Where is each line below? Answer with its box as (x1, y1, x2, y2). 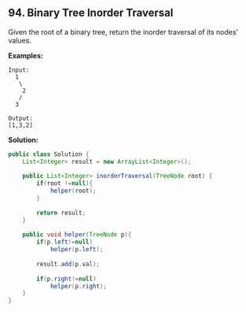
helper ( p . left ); (50, 246, 104, 254)
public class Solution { (8, 150, 90, 158)
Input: (8, 66, 30, 74)
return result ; (36, 209, 86, 217)
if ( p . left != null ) (36, 238, 93, 247)
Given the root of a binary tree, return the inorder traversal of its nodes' (8, 27, 239, 36)
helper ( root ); (50, 187, 97, 195)
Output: (8, 114, 34, 122)
